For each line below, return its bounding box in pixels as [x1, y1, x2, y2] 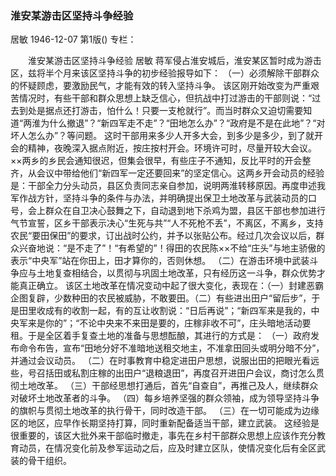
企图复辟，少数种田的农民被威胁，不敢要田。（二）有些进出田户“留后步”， [10, 292, 312, 304]
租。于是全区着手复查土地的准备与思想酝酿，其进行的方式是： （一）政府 [10, 330, 311, 342]
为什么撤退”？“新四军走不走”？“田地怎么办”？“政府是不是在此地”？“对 [40, 117, 326, 129]
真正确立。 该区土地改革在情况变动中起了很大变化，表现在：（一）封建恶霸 [18, 280, 324, 292]
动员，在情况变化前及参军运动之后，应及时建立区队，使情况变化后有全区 [18, 442, 317, 454]
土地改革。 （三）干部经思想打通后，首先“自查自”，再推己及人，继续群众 [18, 380, 319, 392]
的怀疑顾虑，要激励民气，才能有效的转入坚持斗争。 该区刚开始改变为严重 [10, 80, 311, 92]
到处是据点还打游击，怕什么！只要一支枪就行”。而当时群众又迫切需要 [18, 105, 304, 117]
